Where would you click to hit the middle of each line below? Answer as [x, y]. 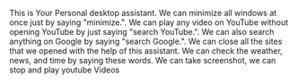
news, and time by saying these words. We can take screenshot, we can [143, 60]
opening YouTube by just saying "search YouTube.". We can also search [142, 32]
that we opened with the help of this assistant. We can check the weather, [146, 51]
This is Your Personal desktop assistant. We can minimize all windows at [143, 13]
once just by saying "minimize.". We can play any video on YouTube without [149, 22]
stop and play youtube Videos [65, 70]
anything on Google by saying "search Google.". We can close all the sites [146, 41]
